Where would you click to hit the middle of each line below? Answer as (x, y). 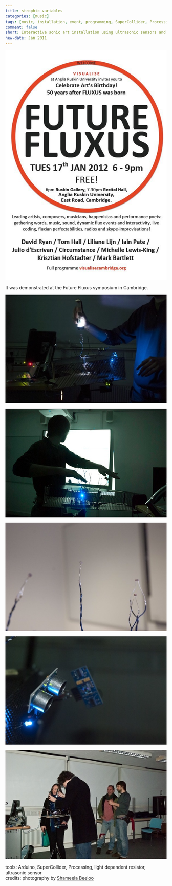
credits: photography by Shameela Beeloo (49, 878)
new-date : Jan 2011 (26, 38)
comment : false (21, 27)
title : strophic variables (34, 11)
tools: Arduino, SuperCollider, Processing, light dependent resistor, (76, 867)
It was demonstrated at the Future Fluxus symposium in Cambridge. (77, 287)
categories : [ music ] (27, 16)
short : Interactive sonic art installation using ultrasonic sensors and (86, 33)
